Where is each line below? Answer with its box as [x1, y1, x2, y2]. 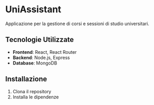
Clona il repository [12, 88, 52, 94]
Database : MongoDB [12, 60, 58, 66]
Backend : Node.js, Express [12, 54, 70, 60]
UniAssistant [5, 4, 62, 15]
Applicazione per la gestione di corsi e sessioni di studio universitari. [5, 20, 149, 27]
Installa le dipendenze [12, 94, 59, 100]
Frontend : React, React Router [12, 49, 77, 55]
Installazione [5, 75, 47, 83]
